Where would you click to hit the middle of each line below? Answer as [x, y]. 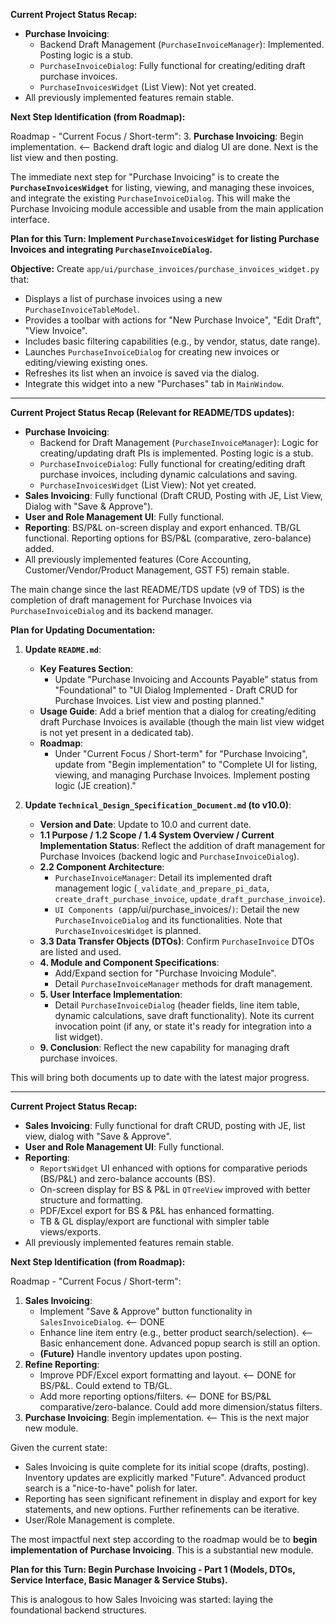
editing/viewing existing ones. [86, 362]
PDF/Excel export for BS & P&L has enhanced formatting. [157, 1210]
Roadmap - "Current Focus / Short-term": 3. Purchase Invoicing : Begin [157, 136]
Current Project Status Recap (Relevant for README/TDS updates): [152, 412]
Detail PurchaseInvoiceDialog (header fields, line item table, [177, 1005]
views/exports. [70, 1232]
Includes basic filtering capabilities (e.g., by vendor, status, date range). [172, 341]
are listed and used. [80, 952]
